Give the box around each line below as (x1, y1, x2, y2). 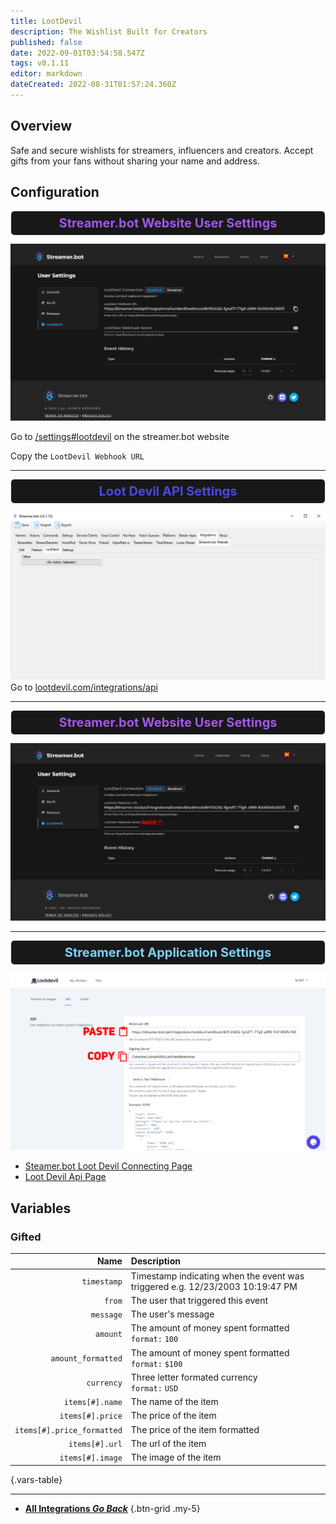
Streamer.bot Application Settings (64, 944, 272, 960)
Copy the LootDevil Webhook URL (10, 450, 145, 462)
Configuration (10, 184, 100, 201)
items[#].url (68, 1439, 123, 1449)
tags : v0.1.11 (10, 58, 70, 69)
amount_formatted (50, 1354, 123, 1364)
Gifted (10, 1230, 42, 1244)
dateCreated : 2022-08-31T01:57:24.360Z (10, 80, 177, 90)
